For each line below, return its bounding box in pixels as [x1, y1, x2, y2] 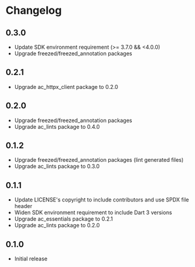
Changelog [5, 4, 62, 17]
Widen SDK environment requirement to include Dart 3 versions [14, 209, 172, 216]
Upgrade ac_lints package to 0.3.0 [14, 163, 100, 170]
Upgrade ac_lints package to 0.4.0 [14, 123, 100, 130]
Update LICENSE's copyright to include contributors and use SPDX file [14, 196, 189, 203]
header [14, 203, 32, 210]
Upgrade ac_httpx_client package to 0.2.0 [14, 83, 119, 90]
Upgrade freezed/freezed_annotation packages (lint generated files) [14, 156, 184, 164]
